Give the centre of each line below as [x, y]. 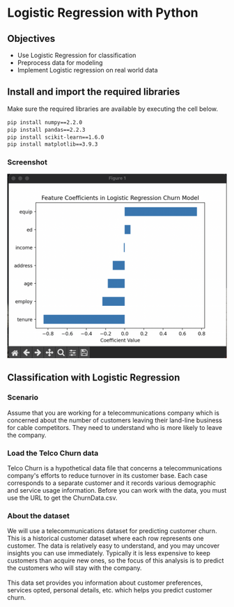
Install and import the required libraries [94, 92]
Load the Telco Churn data [53, 453]
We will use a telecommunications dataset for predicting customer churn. [112, 531]
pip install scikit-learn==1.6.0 [56, 137]
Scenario [23, 397]
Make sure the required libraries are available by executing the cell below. [112, 109]
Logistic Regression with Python [103, 13]
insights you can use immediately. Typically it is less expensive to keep [109, 553]
